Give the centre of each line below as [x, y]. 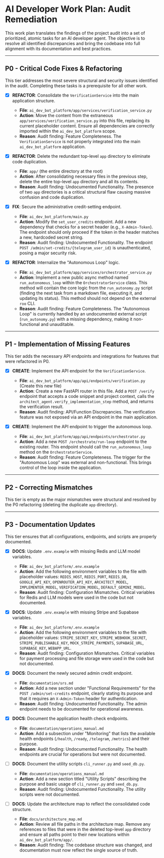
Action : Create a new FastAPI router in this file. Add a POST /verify [87, 391]
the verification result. [41, 406]
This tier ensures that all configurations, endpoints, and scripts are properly [81, 536]
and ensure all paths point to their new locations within [74, 834]
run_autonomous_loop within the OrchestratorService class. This [83, 282]
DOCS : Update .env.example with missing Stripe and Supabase [75, 612]
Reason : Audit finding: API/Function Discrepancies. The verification [87, 412]
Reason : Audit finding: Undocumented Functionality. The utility [83, 789]
